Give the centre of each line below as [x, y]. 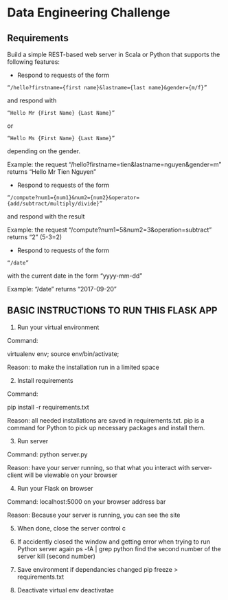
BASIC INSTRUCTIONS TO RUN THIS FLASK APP [112, 311]
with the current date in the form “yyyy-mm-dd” [75, 276]
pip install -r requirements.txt [48, 407]
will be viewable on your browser [71, 475]
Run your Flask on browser [55, 488]
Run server [33, 441]
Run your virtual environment [58, 327]
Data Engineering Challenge [89, 13]
